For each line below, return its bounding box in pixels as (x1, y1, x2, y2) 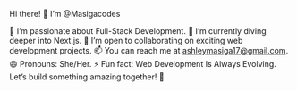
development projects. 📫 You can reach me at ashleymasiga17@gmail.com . (9, 45, 289, 55)
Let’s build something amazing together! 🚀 (9, 71, 165, 82)
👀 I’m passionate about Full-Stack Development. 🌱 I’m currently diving (9, 26, 267, 36)
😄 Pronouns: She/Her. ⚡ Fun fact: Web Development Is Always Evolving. (9, 59, 277, 69)
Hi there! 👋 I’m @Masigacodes (9, 9, 121, 19)
